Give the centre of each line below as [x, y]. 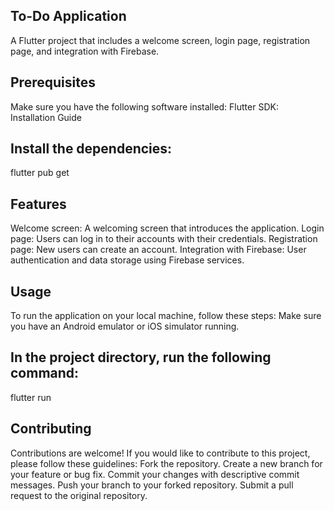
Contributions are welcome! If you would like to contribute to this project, [160, 453]
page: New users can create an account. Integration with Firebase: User [158, 250]
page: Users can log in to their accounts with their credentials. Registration [164, 239]
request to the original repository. [79, 495]
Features [38, 204]
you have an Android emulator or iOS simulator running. [125, 326]
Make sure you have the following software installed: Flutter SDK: [144, 106]
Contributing [51, 429]
